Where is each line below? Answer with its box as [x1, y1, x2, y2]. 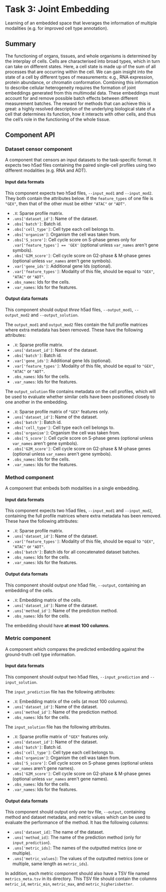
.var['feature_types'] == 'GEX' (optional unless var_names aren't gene [12, 242, 159, 248]
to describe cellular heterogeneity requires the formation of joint [5, 85, 136, 91]
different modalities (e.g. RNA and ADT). [5, 168, 87, 174]
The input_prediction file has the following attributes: [5, 689, 115, 695]
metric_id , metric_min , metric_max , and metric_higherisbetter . [5, 881, 134, 887]
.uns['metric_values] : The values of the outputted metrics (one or [12, 856, 149, 862]
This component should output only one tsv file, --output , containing [5, 809, 146, 815]
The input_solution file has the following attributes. [5, 724, 111, 730]
